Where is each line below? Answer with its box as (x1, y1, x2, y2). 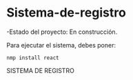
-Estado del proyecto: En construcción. (6, 28, 118, 36)
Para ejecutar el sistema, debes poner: (6, 41, 116, 49)
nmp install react (6, 54, 59, 61)
